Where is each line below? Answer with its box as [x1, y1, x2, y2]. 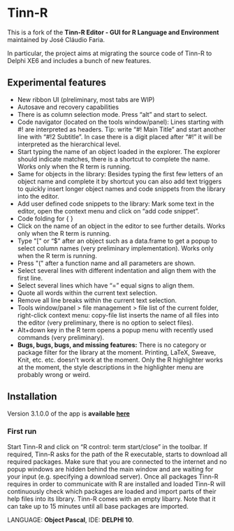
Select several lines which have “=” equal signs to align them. [17, 281, 195, 290]
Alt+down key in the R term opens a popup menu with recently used [17, 325, 214, 334]
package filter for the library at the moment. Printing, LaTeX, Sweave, [17, 348, 217, 356]
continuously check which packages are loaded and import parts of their [7, 487, 217, 495]
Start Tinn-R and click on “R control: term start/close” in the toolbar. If [7, 442, 208, 451]
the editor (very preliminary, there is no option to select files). [17, 318, 194, 327]
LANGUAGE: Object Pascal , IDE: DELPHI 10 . [7, 516, 134, 524]
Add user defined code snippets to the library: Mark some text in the [17, 199, 214, 208]
